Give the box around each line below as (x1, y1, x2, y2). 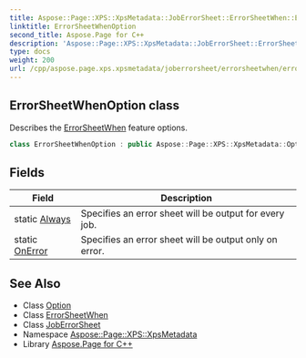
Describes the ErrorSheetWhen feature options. (9, 122, 189, 133)
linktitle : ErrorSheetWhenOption (9, 22, 137, 31)
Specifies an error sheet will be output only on (80, 233, 278, 246)
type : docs (9, 47, 51, 56)
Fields (9, 165, 46, 180)
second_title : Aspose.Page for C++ (9, 30, 145, 39)
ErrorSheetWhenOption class (9, 97, 180, 114)
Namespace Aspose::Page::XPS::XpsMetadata (22, 329, 198, 340)
